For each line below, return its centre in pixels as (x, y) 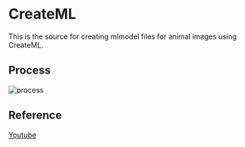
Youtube (22, 135)
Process (30, 71)
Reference (35, 115)
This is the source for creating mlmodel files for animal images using (122, 36)
